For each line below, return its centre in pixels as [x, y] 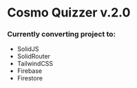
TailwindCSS [35, 64]
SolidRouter [33, 56]
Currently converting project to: [61, 34]
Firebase [30, 71]
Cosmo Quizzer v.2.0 [69, 13]
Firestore [30, 78]
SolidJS [28, 49]
